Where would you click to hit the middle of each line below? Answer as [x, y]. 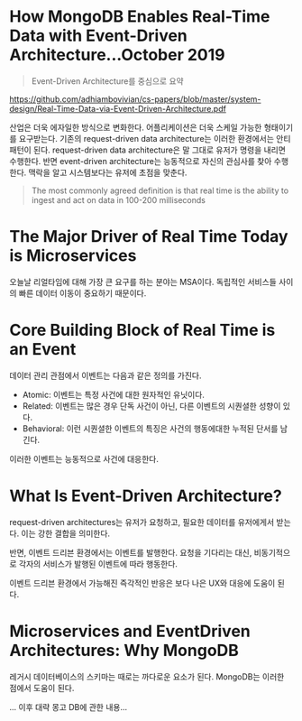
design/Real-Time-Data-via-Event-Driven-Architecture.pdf [118, 108]
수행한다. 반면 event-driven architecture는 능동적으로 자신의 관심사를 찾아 [141, 161]
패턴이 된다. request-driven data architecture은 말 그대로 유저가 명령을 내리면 [148, 150]
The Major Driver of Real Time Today [149, 237]
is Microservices [73, 256]
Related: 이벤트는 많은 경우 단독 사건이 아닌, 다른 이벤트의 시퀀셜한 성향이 [151, 406]
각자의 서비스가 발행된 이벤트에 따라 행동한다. [98, 564]
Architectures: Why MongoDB [124, 650]
